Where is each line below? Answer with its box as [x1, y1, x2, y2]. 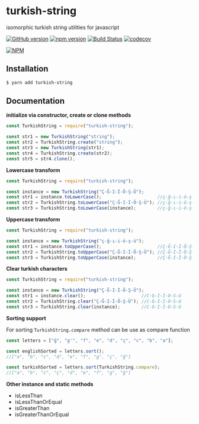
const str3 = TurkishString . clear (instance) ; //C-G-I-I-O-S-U [6, 304, 182, 310]
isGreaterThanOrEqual [14, 411, 69, 418]
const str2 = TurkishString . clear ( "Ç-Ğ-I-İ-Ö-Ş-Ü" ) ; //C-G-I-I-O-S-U [6, 298, 182, 304]
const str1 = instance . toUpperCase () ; [6, 243, 102, 249]
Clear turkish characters [6, 265, 68, 272]
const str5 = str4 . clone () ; [6, 156, 76, 162]
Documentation [6, 96, 65, 106]
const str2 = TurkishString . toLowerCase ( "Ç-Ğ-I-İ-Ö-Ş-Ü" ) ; [6, 200, 155, 205]
